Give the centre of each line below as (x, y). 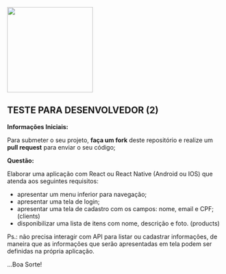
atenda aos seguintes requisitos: (53, 181)
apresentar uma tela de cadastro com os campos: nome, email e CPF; (115, 208)
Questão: (21, 161)
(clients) (28, 216)
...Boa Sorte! (25, 264)
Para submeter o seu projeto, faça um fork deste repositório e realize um (110, 140)
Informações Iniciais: (38, 126)
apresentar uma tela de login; (59, 202)
